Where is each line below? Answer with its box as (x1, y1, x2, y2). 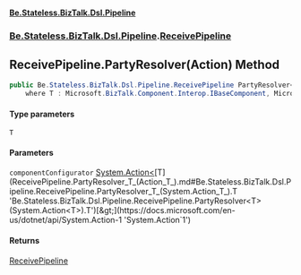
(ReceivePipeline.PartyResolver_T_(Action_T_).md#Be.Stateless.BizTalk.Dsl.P (9, 176, 292, 187)
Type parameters (9, 108, 75, 119)
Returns (9, 236, 40, 246)
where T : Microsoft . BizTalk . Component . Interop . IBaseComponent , (25, 90, 271, 99)
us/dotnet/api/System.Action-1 (9, 215, 123, 226)
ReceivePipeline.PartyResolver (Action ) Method (9, 56, 280, 72)
